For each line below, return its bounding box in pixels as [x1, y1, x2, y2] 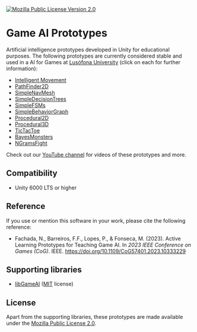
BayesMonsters [14, 133, 53, 140]
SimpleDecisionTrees [14, 95, 66, 102]
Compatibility [6, 168, 58, 178]
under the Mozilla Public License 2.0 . [6, 320, 97, 327]
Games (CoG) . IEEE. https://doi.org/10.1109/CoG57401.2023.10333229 [14, 247, 186, 255]
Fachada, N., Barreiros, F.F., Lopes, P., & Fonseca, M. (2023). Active [14, 235, 181, 242]
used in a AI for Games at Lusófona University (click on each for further [6, 58, 181, 65]
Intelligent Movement [14, 76, 66, 83]
